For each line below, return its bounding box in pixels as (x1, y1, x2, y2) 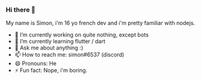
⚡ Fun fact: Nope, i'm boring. (14, 67, 88, 74)
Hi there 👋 (6, 5, 36, 14)
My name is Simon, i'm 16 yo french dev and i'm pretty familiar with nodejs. (6, 20, 195, 27)
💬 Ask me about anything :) (14, 44, 83, 51)
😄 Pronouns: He (14, 60, 56, 67)
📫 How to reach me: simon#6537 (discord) (14, 51, 124, 59)
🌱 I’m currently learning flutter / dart (14, 38, 105, 45)
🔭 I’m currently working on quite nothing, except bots (14, 31, 149, 38)
